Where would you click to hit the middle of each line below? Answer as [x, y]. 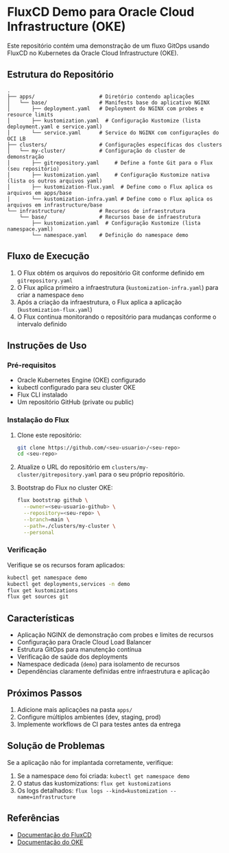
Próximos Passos [45, 693]
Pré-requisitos [32, 365]
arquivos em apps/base [39, 193]
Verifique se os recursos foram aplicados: [66, 565]
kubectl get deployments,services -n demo [69, 584]
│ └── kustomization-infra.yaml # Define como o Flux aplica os [110, 199]
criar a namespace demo [50, 295]
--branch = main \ [47, 519]
